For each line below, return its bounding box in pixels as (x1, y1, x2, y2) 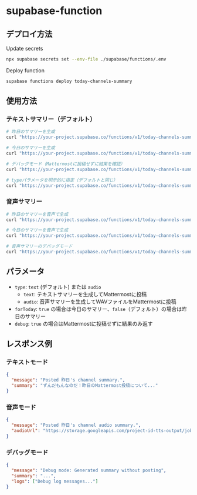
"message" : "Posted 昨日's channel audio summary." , (11, 422, 141, 429)
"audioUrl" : (11, 428, 41, 434)
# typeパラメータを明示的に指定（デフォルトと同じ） (6, 177, 118, 183)
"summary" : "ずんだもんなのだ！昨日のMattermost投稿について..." (11, 383, 158, 389)
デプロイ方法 (6, 29, 53, 39)
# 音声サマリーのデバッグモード (6, 243, 73, 249)
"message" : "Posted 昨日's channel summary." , (11, 377, 125, 383)
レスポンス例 (6, 339, 53, 349)
